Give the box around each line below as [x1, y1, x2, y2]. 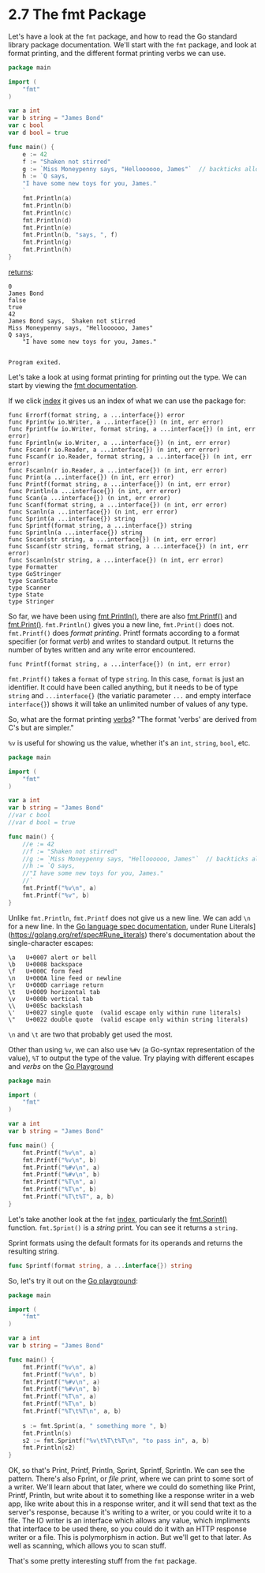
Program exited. [8, 358, 62, 366]
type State [8, 590, 44, 599]
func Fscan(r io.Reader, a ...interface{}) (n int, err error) [8, 446, 221, 454]
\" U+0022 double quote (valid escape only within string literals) [8, 1015, 248, 1023]
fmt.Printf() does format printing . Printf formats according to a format [8, 628, 240, 637]
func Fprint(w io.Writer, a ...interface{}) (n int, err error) [8, 418, 224, 426]
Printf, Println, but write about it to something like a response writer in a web [8, 1491, 255, 1500]
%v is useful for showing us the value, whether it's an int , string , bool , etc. [8, 738, 251, 747]
